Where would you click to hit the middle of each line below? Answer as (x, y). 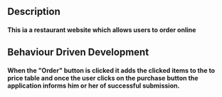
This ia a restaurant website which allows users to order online (102, 30)
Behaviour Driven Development (78, 52)
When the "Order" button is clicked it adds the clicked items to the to (111, 70)
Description (34, 12)
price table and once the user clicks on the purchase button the (103, 78)
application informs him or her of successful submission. (94, 86)
